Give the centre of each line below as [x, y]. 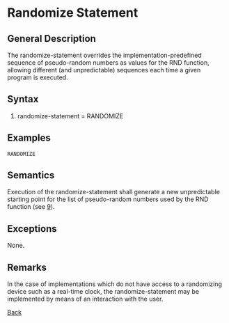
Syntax [23, 99]
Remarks [27, 267]
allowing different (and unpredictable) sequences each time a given [104, 70]
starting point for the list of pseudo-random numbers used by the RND [108, 199]
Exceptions [32, 229]
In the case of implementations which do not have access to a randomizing [115, 284]
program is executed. [38, 77]
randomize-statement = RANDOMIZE [70, 116]
